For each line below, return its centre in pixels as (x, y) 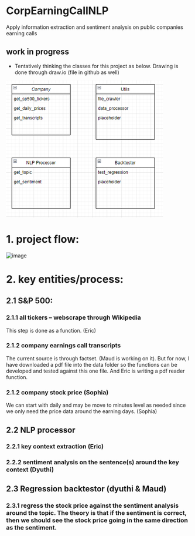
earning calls (22, 33)
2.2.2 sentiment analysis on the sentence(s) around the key (93, 463)
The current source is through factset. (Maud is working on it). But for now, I (98, 358)
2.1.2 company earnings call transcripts (64, 346)
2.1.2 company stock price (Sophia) (57, 392)
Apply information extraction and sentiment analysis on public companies (95, 27)
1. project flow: (43, 239)
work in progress (37, 52)
